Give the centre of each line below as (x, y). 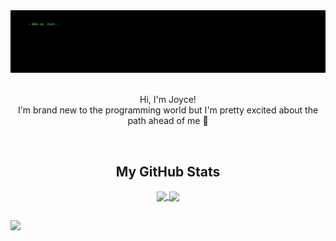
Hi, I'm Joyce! (168, 100)
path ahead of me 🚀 (168, 121)
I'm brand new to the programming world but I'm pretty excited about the (168, 110)
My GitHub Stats (168, 171)
